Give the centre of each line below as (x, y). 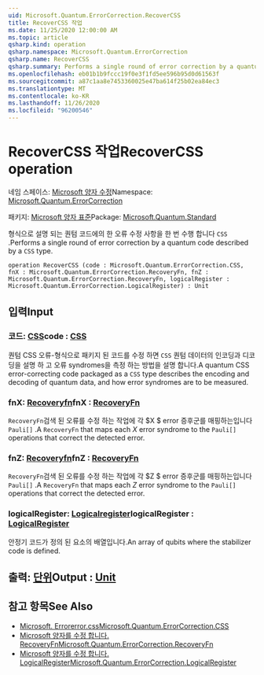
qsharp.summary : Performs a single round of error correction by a (121, 67)
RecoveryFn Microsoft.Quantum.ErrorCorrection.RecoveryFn (116, 644)
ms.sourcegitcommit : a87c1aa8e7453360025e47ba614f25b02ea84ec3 (114, 81)
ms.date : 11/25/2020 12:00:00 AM (63, 30)
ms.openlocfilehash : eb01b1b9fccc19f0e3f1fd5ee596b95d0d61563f (114, 74)
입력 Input (31, 312)
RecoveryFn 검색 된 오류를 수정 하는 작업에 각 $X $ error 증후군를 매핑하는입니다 (130, 420)
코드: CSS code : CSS (48, 337)
